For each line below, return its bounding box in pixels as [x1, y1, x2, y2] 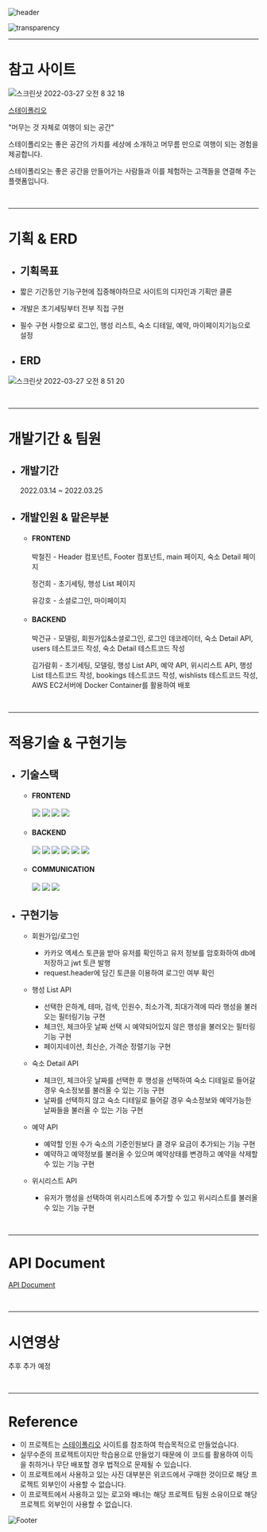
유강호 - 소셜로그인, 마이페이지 [31, 596, 127, 605]
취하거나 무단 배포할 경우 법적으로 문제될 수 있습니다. [28, 1460, 192, 1469]
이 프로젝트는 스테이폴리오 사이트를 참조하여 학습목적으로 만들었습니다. [19, 1440, 239, 1449]
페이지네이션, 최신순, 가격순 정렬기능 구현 [43, 1042, 172, 1051]
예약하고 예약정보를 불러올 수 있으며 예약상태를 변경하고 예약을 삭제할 [43, 1149, 258, 1159]
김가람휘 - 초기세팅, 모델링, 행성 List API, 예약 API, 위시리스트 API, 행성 [31, 660, 253, 670]
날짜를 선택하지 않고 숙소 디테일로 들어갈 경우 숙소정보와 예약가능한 [43, 1095, 252, 1104]
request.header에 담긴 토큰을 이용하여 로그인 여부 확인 [43, 967, 215, 977]
